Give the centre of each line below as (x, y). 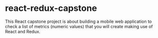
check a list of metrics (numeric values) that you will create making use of (79, 26)
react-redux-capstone (51, 8)
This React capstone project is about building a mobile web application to (79, 21)
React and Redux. (23, 31)
